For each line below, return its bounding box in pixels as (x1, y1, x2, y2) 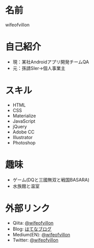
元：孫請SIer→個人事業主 (12, 65, 66, 71)
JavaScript (12, 118, 36, 124)
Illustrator (12, 134, 33, 140)
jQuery (12, 123, 27, 129)
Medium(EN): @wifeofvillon (12, 231, 70, 237)
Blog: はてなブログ (12, 226, 52, 232)
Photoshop (12, 139, 36, 146)
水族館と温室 (12, 183, 40, 189)
